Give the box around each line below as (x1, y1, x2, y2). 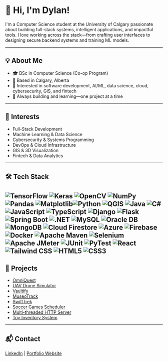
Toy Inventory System (12, 315, 57, 321)
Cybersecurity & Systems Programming (12, 137, 94, 143)
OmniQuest (12, 277, 36, 283)
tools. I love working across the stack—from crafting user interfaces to (5, 32, 150, 38)
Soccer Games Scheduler (12, 304, 65, 310)
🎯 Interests (5, 112, 40, 121)
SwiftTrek (12, 299, 32, 305)
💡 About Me (5, 56, 43, 65)
